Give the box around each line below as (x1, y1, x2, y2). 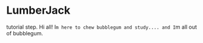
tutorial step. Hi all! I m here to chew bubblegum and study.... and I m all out (6, 23, 198, 30)
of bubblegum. (6, 29, 44, 36)
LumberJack (6, 4, 71, 17)
